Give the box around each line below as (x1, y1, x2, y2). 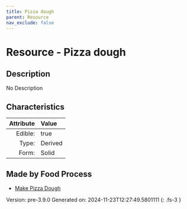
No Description (6, 84, 43, 92)
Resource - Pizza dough (6, 45, 126, 59)
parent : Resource (6, 14, 49, 20)
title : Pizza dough (6, 8, 54, 15)
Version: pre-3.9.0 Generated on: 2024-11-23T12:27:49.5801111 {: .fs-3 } (6, 197, 182, 203)
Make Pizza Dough (14, 185, 61, 192)
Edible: (15, 129, 36, 138)
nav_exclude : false (6, 20, 54, 26)
